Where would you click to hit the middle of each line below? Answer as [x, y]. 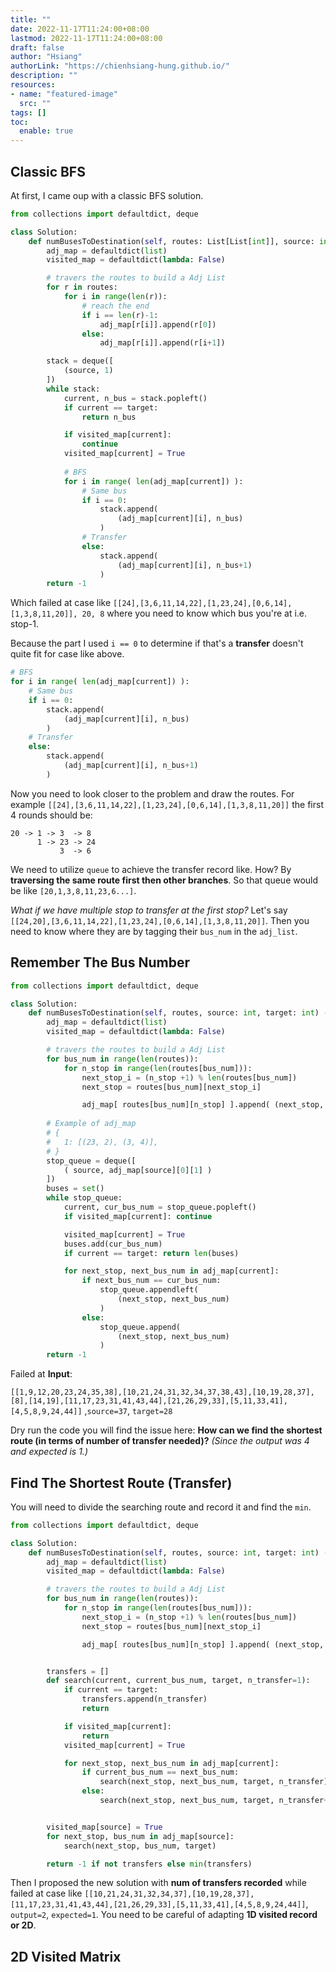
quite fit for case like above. [67, 654]
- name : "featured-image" [64, 94]
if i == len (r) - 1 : [120, 315]
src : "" [35, 103]
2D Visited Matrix [66, 1956]
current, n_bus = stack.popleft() [135, 398]
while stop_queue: [84, 1198]
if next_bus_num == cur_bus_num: [151, 1281]
